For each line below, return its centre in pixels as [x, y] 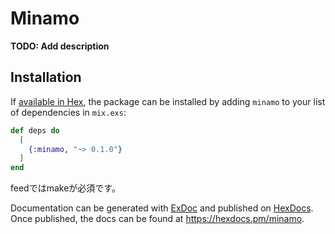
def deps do [35, 130]
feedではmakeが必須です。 [65, 188]
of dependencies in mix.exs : [68, 112]
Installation [46, 77]
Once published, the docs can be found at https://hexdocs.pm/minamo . [157, 219]
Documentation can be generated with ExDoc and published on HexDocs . [162, 208]
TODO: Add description [60, 46]
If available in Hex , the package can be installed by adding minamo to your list [168, 101]
